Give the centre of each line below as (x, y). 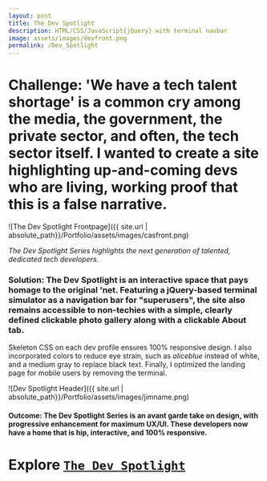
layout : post (30, 16)
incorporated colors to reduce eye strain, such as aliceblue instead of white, (134, 356)
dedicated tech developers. (54, 259)
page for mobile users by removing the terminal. (88, 373)
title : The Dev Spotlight (51, 23)
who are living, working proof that (123, 187)
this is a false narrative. (88, 204)
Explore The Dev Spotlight (97, 465)
